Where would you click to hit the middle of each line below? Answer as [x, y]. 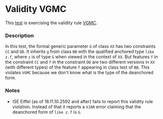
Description [20, 36]
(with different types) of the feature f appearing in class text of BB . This [77, 67]
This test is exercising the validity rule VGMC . [51, 23]
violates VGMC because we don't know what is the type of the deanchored [79, 73]
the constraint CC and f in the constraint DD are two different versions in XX [80, 62]
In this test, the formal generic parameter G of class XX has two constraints [80, 46]
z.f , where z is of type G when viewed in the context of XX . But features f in [81, 57]
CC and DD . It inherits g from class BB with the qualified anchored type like [80, 52]
